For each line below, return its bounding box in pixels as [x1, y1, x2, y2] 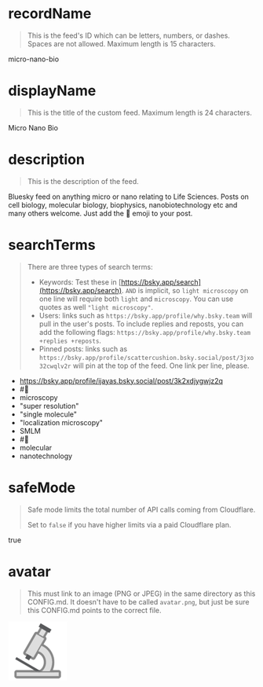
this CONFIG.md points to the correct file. [27, 605, 163, 615]
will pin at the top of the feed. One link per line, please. [72, 361, 250, 370]
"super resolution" [19, 401, 79, 410]
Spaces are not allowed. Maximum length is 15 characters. [27, 39, 216, 48]
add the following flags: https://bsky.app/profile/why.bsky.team [38, 327, 251, 336]
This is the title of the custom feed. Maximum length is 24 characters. [27, 108, 253, 117]
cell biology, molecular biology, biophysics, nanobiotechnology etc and [8, 200, 238, 209]
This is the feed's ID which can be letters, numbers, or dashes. [27, 31, 230, 40]
